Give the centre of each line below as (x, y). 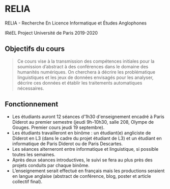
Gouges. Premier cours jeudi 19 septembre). (58, 127)
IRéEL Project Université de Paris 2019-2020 (51, 33)
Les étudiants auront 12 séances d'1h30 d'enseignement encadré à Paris (88, 116)
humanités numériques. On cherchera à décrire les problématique (86, 72)
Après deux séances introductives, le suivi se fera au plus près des (82, 160)
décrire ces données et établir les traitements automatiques (80, 83)
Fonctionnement (32, 104)
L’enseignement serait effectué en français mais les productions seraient (88, 171)
